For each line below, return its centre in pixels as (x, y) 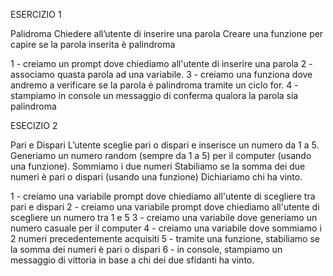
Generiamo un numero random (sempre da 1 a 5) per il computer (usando (161, 155)
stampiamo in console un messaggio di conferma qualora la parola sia (154, 95)
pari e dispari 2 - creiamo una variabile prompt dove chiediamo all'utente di (165, 207)
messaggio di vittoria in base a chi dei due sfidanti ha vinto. (132, 260)
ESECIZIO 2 (34, 125)
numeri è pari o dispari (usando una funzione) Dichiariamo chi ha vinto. (156, 177)
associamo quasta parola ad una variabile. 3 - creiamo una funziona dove (161, 74)
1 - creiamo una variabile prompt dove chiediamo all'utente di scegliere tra (163, 196)
